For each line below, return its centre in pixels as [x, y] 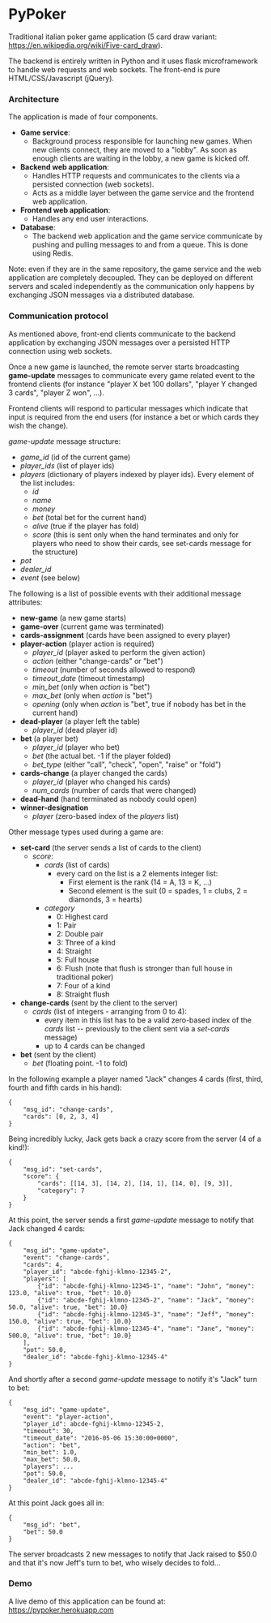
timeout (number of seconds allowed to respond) [114, 669]
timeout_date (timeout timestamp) [89, 678]
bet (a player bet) [49, 738]
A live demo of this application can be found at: [87, 1601]
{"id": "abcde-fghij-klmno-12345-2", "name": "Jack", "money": [146, 1300]
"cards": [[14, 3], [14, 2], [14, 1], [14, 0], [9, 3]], [135, 1183]
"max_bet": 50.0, [52, 1459]
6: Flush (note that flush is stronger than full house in [144, 968]
